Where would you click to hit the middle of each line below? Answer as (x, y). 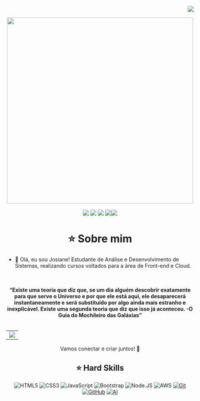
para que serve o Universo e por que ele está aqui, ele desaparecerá (100, 296)
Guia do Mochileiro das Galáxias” (100, 315)
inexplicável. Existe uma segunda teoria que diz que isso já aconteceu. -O (100, 309)
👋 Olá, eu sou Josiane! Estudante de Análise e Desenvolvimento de (97, 259)
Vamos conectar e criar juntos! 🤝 (100, 349)
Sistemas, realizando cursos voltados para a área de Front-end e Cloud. (103, 265)
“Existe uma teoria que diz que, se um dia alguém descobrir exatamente (100, 290)
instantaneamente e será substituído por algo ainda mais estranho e (100, 302)
